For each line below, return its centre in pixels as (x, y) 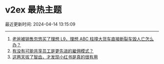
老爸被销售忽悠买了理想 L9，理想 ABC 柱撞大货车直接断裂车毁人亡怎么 (83, 38)
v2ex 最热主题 (33, 10)
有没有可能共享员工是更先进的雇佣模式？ (53, 51)
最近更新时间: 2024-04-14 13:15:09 (40, 24)
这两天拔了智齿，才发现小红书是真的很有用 (55, 57)
